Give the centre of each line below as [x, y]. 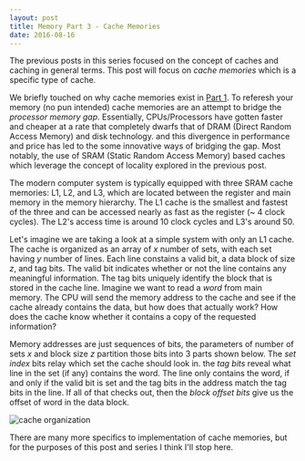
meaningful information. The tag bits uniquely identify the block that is [141, 278]
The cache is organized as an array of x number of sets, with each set [141, 249]
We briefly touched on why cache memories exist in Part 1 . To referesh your [152, 97]
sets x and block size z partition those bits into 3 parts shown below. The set [153, 354]
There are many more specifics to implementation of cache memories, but [148, 437]
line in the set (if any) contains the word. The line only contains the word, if [149, 374]
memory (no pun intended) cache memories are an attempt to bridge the [146, 108]
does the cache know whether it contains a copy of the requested [133, 317]
